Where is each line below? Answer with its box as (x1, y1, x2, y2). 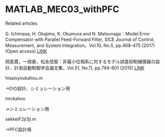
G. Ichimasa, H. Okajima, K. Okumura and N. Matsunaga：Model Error (5, 30, 150, 36)
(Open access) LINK (5, 48, 47, 54)
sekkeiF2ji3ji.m (5, 116, 36, 122)
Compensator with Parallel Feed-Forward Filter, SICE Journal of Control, (5, 36, 155, 42)
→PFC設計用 (5, 126, 32, 132)
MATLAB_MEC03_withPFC (5, 4, 120, 15)
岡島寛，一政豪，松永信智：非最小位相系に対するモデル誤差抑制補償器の (5, 58, 155, 64)
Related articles (5, 20, 38, 26)
